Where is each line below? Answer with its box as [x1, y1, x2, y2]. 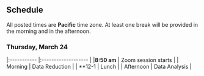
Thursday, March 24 [6, 43, 68, 51]
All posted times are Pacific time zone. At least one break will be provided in [6, 21, 199, 28]
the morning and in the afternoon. [6, 27, 91, 35]
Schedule [6, 5, 44, 15]
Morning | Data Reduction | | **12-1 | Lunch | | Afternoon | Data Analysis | [6, 63, 192, 71]
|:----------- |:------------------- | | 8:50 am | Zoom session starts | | [6, 57, 179, 64]
